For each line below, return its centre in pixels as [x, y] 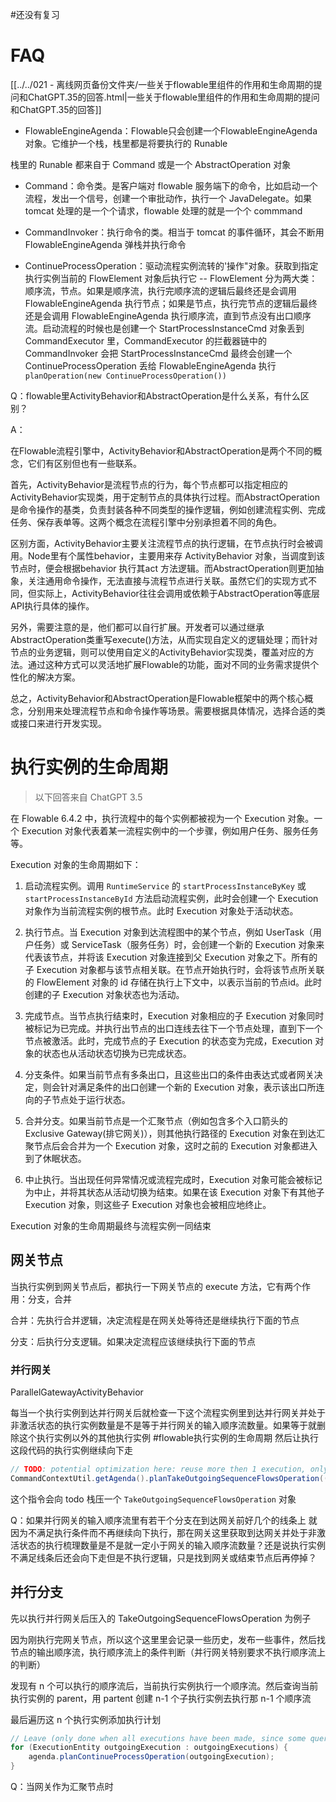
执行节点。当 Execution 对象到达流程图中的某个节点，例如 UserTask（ [168, 932]
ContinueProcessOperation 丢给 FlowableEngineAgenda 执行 [150, 365]
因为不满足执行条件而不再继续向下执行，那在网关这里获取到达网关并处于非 [163, 1532]
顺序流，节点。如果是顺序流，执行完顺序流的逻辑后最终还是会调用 [160, 290]
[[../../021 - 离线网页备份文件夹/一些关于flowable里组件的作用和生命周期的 [162, 84]
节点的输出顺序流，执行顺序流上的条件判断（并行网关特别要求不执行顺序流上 [168, 1652]
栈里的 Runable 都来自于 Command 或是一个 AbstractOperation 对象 [151, 164]
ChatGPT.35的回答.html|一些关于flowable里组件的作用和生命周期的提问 [173, 97]
